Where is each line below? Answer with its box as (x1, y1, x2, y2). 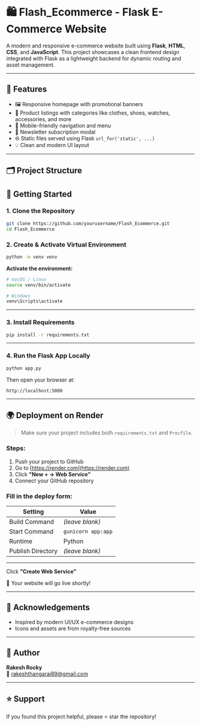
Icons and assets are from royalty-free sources (14, 625, 131, 632)
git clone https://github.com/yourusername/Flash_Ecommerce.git (6, 220, 170, 226)
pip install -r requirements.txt (6, 332, 90, 338)
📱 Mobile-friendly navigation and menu (14, 122, 111, 129)
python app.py (6, 365, 42, 371)
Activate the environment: (6, 265, 73, 272)
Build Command (9, 518, 54, 526)
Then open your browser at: (6, 376, 75, 383)
